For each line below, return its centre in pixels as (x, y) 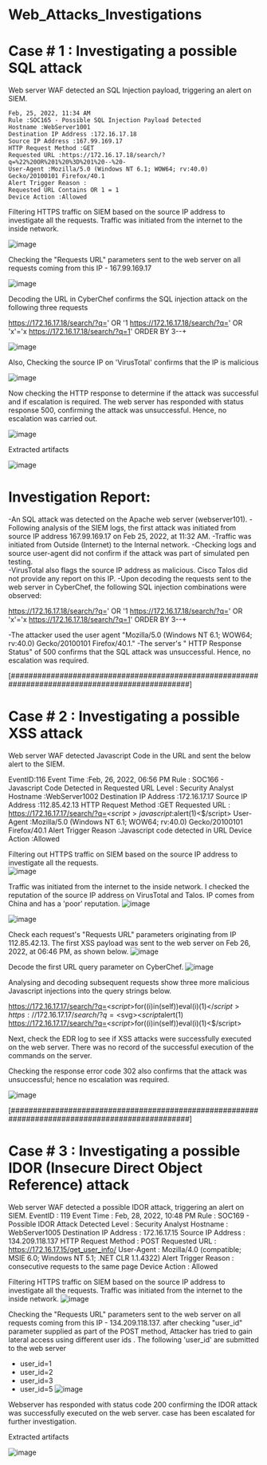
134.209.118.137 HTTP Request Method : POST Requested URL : (112, 1241)
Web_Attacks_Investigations (105, 15)
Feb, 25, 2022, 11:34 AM (49, 113)
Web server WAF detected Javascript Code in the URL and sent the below (130, 756)
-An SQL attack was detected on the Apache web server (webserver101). (128, 519)
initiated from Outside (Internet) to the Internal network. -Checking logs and (132, 545)
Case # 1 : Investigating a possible (123, 51)
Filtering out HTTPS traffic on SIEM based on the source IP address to (123, 854)
